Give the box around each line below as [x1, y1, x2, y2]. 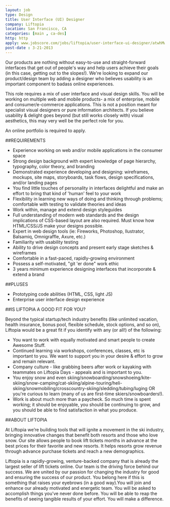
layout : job [5, 7, 30, 13]
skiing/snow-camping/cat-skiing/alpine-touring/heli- [12, 379, 122, 386]
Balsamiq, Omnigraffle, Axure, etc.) [12, 233, 86, 239]
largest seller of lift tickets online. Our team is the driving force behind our [5, 463, 159, 469]
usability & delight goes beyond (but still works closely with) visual [5, 112, 144, 118]
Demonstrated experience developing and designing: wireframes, [12, 169, 149, 175]
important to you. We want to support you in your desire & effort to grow [12, 353, 163, 359]
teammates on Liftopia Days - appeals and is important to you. [12, 369, 143, 375]
